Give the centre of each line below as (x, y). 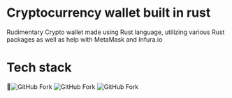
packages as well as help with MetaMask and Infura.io (85, 39)
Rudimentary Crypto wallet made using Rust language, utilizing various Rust (116, 32)
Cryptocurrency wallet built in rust (109, 13)
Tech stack (39, 68)
